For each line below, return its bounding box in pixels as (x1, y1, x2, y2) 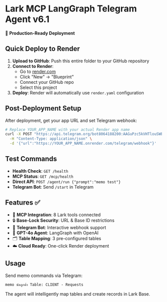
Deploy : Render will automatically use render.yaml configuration (12, 89, 144, 95)
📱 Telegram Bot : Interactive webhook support (12, 224, 106, 230)
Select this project (19, 84, 57, 90)
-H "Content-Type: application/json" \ (9, 136, 92, 141)
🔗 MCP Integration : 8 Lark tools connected (12, 212, 101, 218)
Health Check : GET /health (12, 168, 69, 174)
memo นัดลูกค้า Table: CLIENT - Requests (5, 282, 83, 287)
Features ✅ (5, 198, 41, 207)
